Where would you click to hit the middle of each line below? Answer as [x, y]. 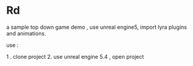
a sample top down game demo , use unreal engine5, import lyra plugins [96, 27]
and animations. [26, 33]
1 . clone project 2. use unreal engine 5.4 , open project [75, 56]
